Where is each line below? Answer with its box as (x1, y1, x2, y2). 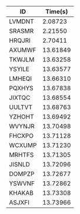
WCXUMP (9, 141, 37, 149)
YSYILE (9, 65, 29, 73)
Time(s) (45, 8, 68, 15)
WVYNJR (9, 123, 35, 130)
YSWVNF (9, 179, 35, 187)
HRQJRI (9, 36, 31, 45)
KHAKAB (9, 189, 34, 197)
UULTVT (9, 103, 33, 111)
